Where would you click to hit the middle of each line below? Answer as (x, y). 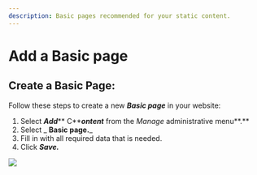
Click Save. (39, 147)
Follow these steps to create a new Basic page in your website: (115, 105)
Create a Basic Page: (62, 86)
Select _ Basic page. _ (57, 130)
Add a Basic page (68, 55)
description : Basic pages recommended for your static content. (120, 16)
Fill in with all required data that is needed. (91, 138)
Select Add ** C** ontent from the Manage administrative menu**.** (135, 121)
